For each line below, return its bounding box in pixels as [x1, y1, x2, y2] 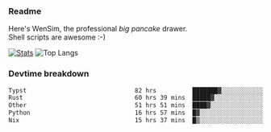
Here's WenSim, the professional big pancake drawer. [8, 24, 188, 34]
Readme [8, 6, 42, 17]
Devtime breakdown [8, 68, 90, 80]
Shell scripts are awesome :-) [8, 32, 106, 42]
